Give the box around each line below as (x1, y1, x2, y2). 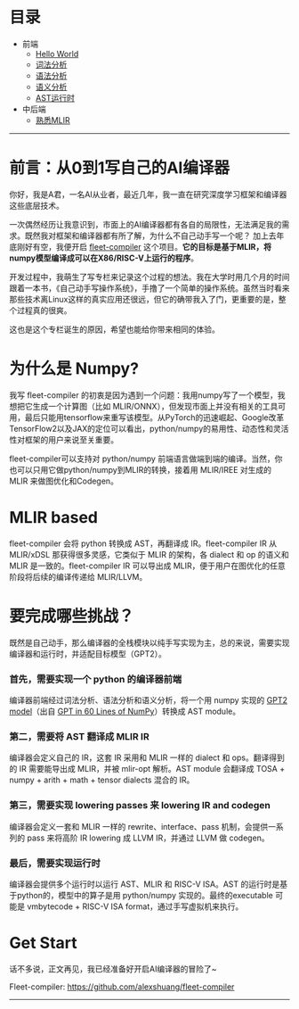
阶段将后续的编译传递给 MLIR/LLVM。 (9, 571, 148, 582)
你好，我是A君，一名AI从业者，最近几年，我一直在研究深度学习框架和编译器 (9, 188, 287, 200)
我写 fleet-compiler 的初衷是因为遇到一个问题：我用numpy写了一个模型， (9, 389, 278, 401)
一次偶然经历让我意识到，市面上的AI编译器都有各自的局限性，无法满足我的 (9, 219, 282, 229)
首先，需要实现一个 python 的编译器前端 (9, 673, 182, 685)
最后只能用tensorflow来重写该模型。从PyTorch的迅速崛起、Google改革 (24, 411, 285, 423)
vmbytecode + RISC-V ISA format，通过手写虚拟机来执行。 (26, 901, 244, 912)
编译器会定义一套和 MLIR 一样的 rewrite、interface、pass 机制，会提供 (9, 821, 269, 831)
